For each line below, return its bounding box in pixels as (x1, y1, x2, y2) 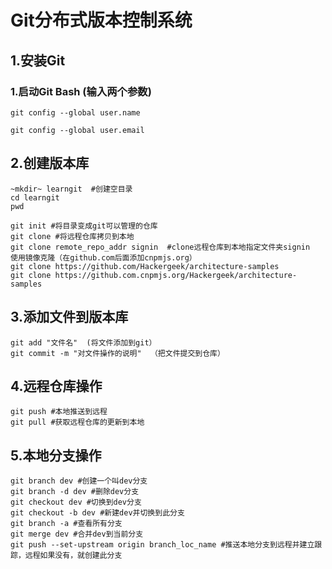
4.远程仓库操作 (10, 377, 103, 395)
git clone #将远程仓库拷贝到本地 (10, 231, 135, 241)
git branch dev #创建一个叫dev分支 (10, 476, 148, 486)
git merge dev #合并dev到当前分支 (10, 529, 144, 540)
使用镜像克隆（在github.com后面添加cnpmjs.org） (10, 252, 197, 263)
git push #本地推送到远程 (10, 407, 108, 417)
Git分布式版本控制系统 (10, 9, 193, 32)
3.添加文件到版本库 (10, 309, 129, 326)
